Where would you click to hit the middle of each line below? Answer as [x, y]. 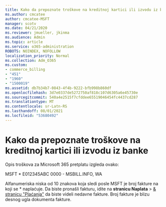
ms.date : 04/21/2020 [26, 28]
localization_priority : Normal [37, 56]
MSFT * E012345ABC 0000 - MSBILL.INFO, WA [54, 174]
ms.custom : [16, 65]
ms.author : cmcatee [25, 14]
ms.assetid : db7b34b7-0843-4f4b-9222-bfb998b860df [58, 88]
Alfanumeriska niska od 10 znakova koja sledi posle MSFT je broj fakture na [82, 183]
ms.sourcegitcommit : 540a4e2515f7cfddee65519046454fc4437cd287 [72, 97]
